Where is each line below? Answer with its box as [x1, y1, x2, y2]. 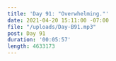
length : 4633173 [7, 43, 55, 50]
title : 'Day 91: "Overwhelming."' [7, 10, 110, 18]
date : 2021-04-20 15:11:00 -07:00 [7, 17, 110, 24]
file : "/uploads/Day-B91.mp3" [7, 23, 97, 30]
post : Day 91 [7, 29, 46, 37]
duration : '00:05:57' [7, 36, 71, 43]
